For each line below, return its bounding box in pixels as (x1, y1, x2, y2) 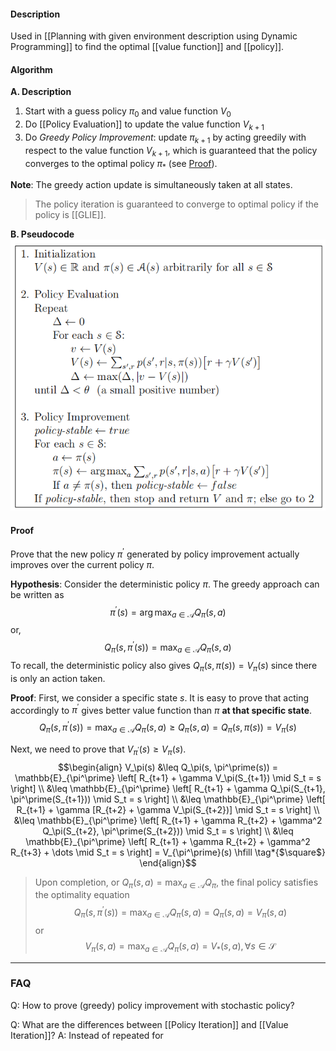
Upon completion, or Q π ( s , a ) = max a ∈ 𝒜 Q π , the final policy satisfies (34, 876, 319, 890)
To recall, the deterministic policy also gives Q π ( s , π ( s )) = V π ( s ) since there (10, 659, 318, 674)
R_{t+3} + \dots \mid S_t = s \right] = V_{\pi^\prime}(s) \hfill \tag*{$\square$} (10, 846, 326, 858)
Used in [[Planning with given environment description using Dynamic (10, 30, 298, 42)
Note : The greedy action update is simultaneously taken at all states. (10, 179, 293, 191)
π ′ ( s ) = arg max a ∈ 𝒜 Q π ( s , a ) (109, 604, 227, 620)
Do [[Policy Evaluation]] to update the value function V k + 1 (24, 118, 265, 132)
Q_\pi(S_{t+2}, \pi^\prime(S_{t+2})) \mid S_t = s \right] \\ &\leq (42, 825, 294, 837)
